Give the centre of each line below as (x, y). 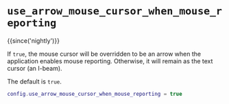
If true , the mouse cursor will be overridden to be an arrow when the (104, 54)
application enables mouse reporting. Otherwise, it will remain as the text (110, 61)
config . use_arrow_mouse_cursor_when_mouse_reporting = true (95, 94)
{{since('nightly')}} (34, 40)
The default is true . (34, 81)
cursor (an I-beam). (35, 68)
